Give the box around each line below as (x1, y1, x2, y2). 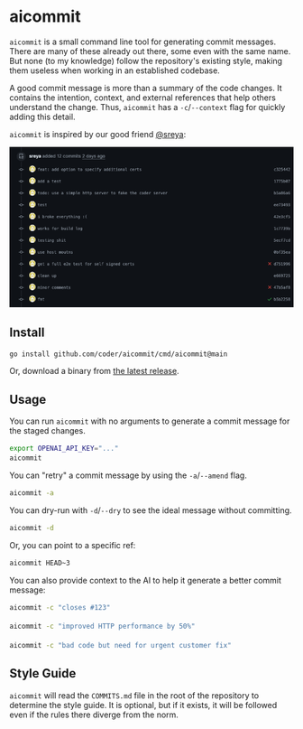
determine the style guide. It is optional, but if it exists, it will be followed (9, 699, 278, 710)
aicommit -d (9, 523, 54, 532)
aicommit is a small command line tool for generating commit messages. (9, 36, 277, 47)
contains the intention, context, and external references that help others (9, 92, 277, 103)
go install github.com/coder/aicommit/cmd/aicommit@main (9, 350, 228, 359)
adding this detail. (9, 111, 76, 122)
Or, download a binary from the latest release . (9, 366, 179, 377)
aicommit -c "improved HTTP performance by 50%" (9, 622, 196, 631)
